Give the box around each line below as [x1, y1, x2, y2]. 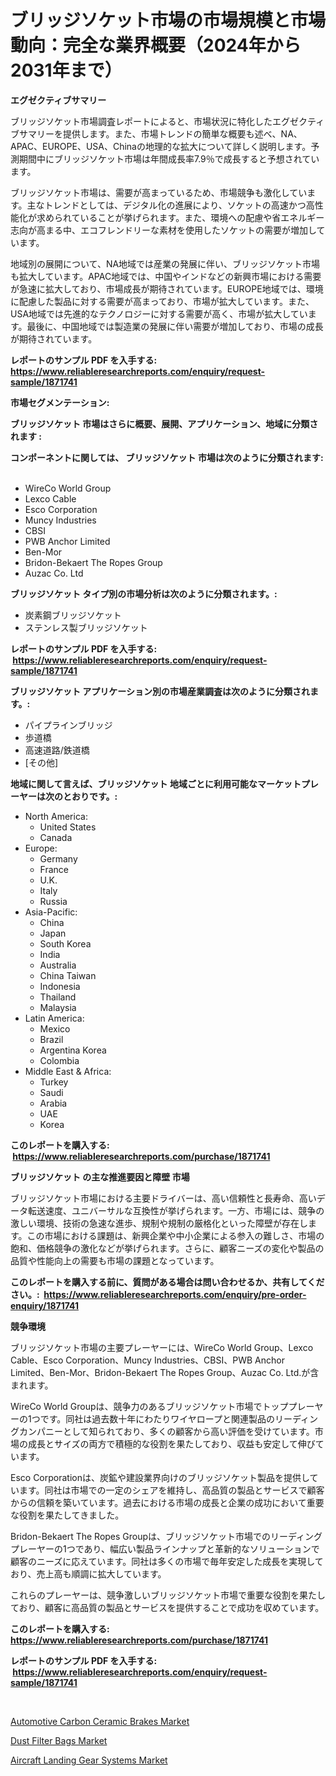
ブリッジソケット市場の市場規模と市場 [10, 9, 327, 32]
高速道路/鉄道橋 [24, 744, 90, 756]
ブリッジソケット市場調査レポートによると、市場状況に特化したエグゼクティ [10, 115, 325, 127]
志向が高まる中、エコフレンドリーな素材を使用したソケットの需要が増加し [10, 224, 317, 236]
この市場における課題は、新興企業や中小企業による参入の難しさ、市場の [26, 1229, 325, 1241]
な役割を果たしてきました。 [10, 1509, 125, 1521]
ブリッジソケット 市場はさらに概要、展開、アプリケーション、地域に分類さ [10, 417, 319, 430]
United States [39, 821, 97, 833]
